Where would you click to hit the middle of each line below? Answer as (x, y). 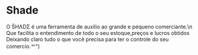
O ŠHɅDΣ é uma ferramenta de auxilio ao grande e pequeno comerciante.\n (99, 27)
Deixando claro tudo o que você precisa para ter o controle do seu (88, 39)
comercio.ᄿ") (23, 46)
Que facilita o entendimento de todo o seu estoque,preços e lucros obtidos (98, 33)
